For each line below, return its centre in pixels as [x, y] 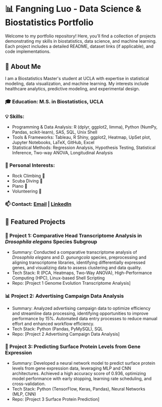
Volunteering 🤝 [27, 191]
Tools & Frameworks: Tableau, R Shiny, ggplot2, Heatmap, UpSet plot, [81, 137]
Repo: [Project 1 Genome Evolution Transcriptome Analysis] [71, 283]
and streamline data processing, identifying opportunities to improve [80, 313]
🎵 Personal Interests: [30, 165]
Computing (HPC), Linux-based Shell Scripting [58, 278]
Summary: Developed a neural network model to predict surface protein [84, 363]
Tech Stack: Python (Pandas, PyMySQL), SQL [57, 329]
